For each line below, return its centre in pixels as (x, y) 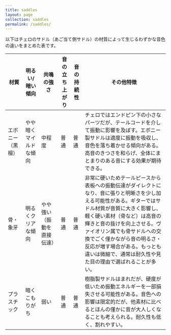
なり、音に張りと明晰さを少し (120, 193)
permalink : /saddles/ (28, 24)
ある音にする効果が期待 (133, 161)
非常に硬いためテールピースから (123, 178)
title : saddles (21, 10)
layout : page (19, 15)
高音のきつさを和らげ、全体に (120, 153)
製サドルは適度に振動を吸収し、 (123, 138)
